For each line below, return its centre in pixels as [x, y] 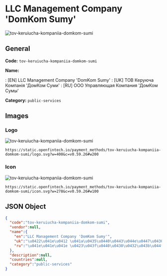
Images [17, 116]
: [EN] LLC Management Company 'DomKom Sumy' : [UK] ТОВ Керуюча [80, 80]
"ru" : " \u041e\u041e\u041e [41, 246]
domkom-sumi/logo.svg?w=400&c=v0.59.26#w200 [52, 154]
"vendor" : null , [25, 227]
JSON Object [26, 207]
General [18, 49]
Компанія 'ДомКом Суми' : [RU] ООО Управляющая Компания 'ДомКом [82, 85]
